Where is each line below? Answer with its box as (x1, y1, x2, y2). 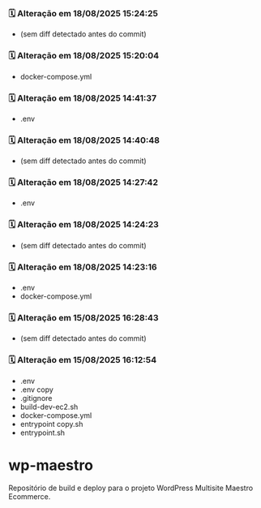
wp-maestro (8, 456, 93, 474)
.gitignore (19, 393, 53, 403)
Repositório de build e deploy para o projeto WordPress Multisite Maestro (8, 483, 254, 493)
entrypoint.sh (19, 428, 66, 437)
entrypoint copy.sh (19, 419, 83, 428)
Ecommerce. (8, 491, 51, 502)
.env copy (19, 385, 54, 394)
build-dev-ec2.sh (19, 402, 79, 411)
